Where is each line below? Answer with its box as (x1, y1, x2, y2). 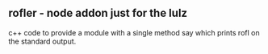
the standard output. (8, 36, 77, 46)
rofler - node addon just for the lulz (8, 6, 188, 20)
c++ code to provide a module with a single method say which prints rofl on (8, 27, 260, 37)
